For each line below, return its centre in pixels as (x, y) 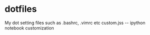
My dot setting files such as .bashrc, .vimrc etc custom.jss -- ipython (75, 23)
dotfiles (21, 9)
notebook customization (29, 28)
